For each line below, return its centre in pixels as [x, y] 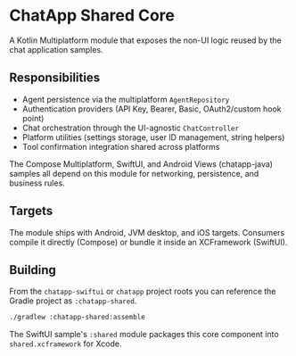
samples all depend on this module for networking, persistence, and [134, 173]
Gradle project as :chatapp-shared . [73, 301]
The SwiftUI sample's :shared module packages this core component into [144, 335]
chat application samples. [57, 49]
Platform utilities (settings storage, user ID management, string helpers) [153, 137]
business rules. [37, 183]
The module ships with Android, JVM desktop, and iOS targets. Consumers [147, 232]
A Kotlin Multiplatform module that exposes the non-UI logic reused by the [146, 40]
